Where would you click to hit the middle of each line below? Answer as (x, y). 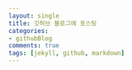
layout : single (34, 16)
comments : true (34, 46)
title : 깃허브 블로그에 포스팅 (53, 23)
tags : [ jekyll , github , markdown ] (67, 53)
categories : (28, 31)
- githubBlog (30, 38)
